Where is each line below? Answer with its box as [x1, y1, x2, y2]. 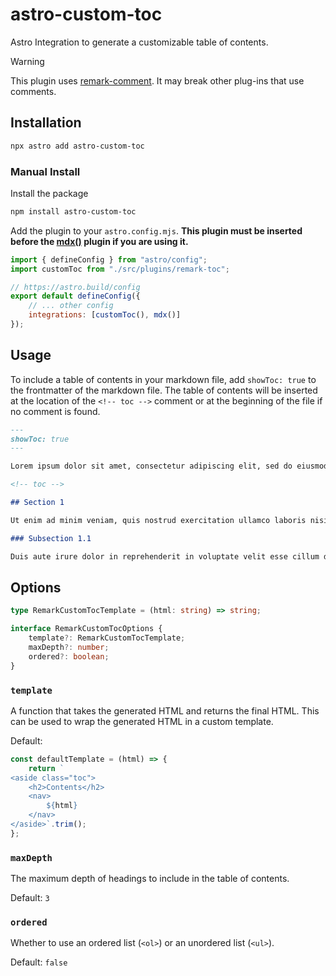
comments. [10, 85, 57, 97]
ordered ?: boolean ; [28, 651, 110, 662]
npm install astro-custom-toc [10, 206, 137, 217]
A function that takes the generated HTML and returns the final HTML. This [10, 704, 320, 717]
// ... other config [28, 301, 114, 311]
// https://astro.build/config [10, 282, 141, 292]
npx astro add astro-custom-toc [10, 141, 145, 151]
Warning [10, 55, 45, 67]
